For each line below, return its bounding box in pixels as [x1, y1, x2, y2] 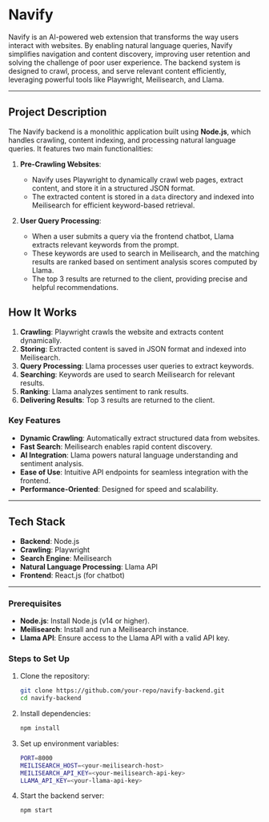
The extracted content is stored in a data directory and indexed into [31, 191, 255, 201]
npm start [19, 807, 54, 815]
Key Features [8, 415, 62, 426]
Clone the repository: [19, 671, 90, 681]
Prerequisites [8, 598, 62, 609]
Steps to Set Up [8, 653, 70, 664]
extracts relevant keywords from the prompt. [31, 240, 179, 249]
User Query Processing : [19, 216, 102, 225]
